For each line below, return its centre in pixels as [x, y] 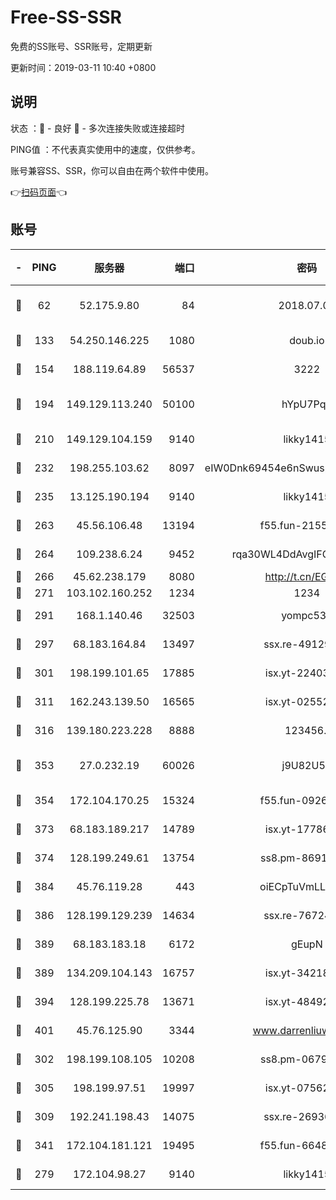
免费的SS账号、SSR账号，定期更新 [81, 46]
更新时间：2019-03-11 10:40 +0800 [83, 67]
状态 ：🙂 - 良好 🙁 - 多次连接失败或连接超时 [97, 128]
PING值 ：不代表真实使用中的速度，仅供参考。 [105, 149]
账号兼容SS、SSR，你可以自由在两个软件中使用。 [112, 170]
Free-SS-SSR [66, 17]
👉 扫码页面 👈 [39, 192]
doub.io [307, 340]
